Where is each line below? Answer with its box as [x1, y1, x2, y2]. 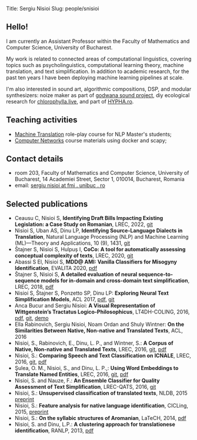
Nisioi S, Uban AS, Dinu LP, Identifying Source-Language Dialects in [14, 227, 183, 234]
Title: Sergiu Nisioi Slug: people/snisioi [6, 5, 99, 12]
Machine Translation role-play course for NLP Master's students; [14, 131, 172, 138]
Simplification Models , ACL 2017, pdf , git [14, 296, 115, 303]
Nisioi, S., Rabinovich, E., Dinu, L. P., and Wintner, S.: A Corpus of [14, 339, 173, 346]
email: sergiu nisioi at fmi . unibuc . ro [14, 182, 106, 189]
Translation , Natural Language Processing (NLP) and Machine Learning [14, 234, 189, 241]
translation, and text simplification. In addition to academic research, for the [6, 68, 189, 75]
